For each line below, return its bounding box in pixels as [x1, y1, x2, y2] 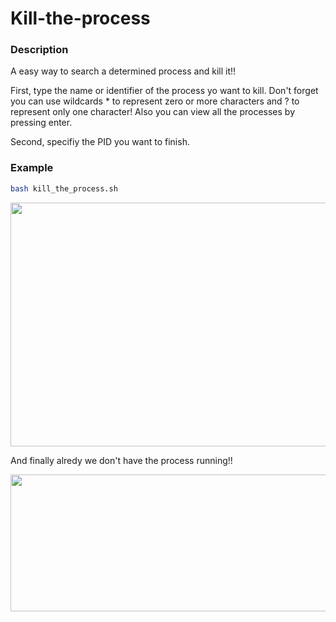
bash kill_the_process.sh [10, 183, 118, 194]
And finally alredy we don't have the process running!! [10, 454, 233, 466]
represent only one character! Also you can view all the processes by [10, 106, 295, 118]
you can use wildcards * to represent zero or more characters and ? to [10, 95, 300, 107]
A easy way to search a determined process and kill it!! [10, 65, 237, 77]
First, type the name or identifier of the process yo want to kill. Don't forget [10, 85, 319, 97]
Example [10, 161, 54, 175]
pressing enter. [10, 117, 73, 129]
